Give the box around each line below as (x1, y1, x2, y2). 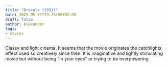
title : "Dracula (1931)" (5, 7, 58, 13)
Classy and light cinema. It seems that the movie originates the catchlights (5, 45, 162, 51)
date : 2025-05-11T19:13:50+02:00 (5, 12, 77, 17)
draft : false (5, 17, 33, 22)
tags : (5, 26, 17, 31)
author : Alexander (5, 21, 44, 27)
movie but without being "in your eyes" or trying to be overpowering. (5, 56, 150, 61)
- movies (5, 31, 24, 36)
